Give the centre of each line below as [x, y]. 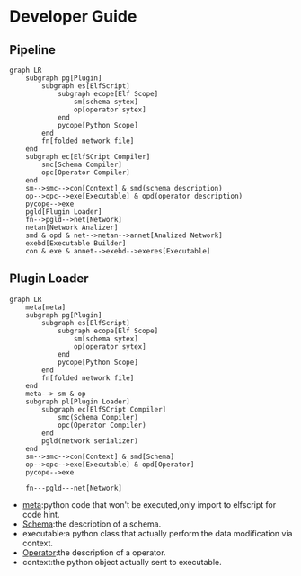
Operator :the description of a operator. [94, 552]
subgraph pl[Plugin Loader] [78, 402]
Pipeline [33, 50]
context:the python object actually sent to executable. [122, 562]
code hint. [41, 514]
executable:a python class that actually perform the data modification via [157, 533]
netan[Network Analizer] [72, 227]
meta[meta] [46, 307]
